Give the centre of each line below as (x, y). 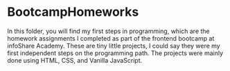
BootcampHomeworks (73, 12)
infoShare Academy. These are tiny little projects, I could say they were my (114, 45)
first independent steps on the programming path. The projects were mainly (115, 53)
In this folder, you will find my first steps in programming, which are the (108, 31)
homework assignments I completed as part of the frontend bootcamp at (111, 38)
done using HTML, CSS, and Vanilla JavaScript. (75, 60)
